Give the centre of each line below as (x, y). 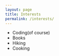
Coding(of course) (31, 33)
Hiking (19, 43)
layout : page (19, 10)
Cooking (21, 48)
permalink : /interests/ (30, 19)
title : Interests (23, 14)
